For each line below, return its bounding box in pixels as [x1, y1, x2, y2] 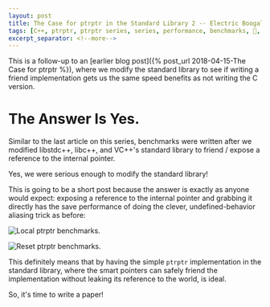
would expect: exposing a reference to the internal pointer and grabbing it [8, 194, 253, 203]
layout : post [8, 11, 52, 20]
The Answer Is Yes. [8, 110, 140, 129]
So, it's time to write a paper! [8, 290, 104, 300]
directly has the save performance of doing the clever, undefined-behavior [8, 202, 256, 211]
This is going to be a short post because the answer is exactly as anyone [8, 185, 250, 194]
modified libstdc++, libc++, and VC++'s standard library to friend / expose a [8, 145, 260, 155]
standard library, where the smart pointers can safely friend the [8, 266, 219, 276]
